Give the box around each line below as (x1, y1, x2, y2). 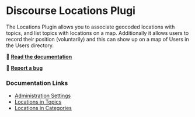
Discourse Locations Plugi (6, 4, 136, 17)
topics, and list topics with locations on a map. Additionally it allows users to (6, 29, 189, 36)
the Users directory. (6, 42, 54, 49)
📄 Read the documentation (6, 53, 72, 60)
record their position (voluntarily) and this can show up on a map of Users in (6, 36, 189, 42)
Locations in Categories (14, 105, 72, 112)
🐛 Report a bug (6, 64, 43, 71)
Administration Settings (14, 92, 71, 100)
